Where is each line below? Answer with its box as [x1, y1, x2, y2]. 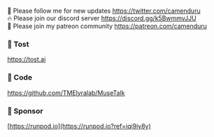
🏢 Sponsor [7, 106, 43, 115]
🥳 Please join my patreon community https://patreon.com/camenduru [7, 22, 208, 30]
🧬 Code [7, 73, 33, 82]
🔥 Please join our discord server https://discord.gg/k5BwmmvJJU [7, 14, 197, 22]
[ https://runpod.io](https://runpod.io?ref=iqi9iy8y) [7, 122, 152, 130]
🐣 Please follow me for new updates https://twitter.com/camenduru [7, 7, 201, 15]
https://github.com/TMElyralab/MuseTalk [7, 88, 125, 97]
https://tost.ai [7, 55, 46, 64]
